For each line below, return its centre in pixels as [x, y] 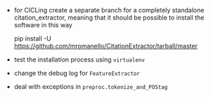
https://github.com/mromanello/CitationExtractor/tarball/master [106, 46]
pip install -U [32, 38]
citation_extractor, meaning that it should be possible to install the [109, 17]
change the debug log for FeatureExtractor [77, 73]
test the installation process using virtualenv [79, 59]
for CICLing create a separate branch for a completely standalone [109, 10]
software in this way [43, 25]
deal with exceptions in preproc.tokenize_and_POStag [91, 86]
